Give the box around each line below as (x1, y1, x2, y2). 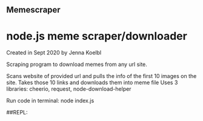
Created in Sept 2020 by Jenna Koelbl (6, 49, 102, 56)
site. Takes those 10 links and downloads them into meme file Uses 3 (6, 79, 178, 87)
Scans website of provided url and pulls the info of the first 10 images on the (6, 73, 197, 80)
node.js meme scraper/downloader (6, 29, 188, 43)
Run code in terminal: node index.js (6, 97, 95, 105)
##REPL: (6, 109, 28, 116)
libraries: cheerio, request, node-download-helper (6, 85, 131, 93)
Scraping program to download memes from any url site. (6, 60, 147, 68)
